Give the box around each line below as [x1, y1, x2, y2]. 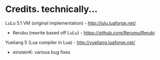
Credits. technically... [5, 3, 98, 15]
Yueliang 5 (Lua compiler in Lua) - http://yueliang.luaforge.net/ [5, 39, 135, 45]
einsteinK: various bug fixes [12, 49, 71, 55]
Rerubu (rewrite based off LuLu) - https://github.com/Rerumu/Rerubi [12, 29, 155, 35]
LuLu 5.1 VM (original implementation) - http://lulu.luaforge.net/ [5, 20, 136, 26]
